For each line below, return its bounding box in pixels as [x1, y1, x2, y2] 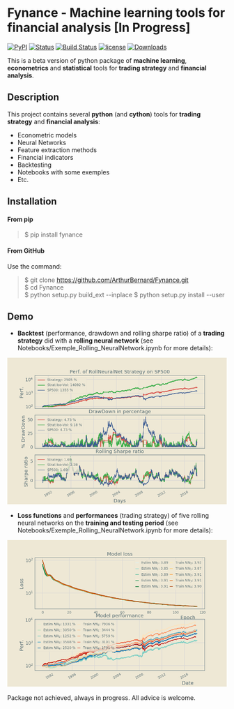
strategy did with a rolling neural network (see [17, 336, 154, 345]
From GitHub [7, 246, 45, 255]
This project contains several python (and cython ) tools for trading [7, 110, 201, 118]
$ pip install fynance [24, 230, 84, 239]
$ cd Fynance [24, 283, 64, 291]
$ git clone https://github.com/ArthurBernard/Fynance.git [24, 276, 189, 284]
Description [7, 91, 59, 103]
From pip [7, 215, 33, 223]
